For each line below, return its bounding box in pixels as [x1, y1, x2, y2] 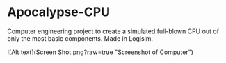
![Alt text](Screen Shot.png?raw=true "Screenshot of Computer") [7, 48, 193, 56]
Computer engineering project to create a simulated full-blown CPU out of [7, 27, 219, 35]
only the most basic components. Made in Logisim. [7, 34, 154, 42]
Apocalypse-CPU [7, 4, 110, 20]
